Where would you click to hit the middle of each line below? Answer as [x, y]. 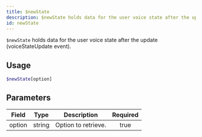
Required [125, 115]
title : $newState [28, 12]
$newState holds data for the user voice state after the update [82, 40]
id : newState [23, 23]
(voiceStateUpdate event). [39, 46]
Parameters [29, 98]
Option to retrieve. [81, 125]
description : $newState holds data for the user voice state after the [98, 17]
